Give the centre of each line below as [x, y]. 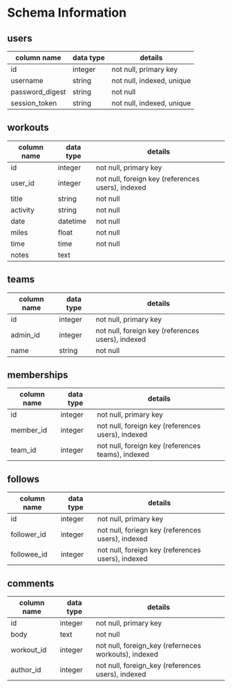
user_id [22, 183]
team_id [23, 450]
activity [22, 210]
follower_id [28, 534]
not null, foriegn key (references [149, 530]
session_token [34, 103]
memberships [38, 375]
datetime [72, 221]
